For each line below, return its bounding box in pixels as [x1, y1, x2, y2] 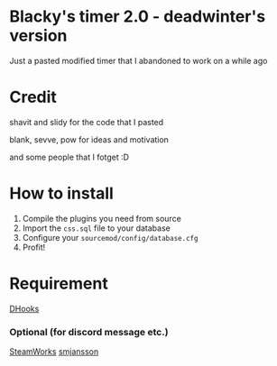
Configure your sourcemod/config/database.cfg [22, 232, 199, 242]
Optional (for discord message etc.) [9, 325, 169, 338]
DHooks [9, 303, 40, 314]
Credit [9, 87, 57, 107]
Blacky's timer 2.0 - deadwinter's [9, 6, 266, 27]
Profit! [22, 242, 46, 252]
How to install [9, 183, 115, 204]
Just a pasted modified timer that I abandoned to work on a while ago [9, 55, 268, 66]
